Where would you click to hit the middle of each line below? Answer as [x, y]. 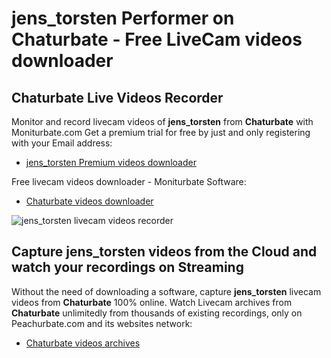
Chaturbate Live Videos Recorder [117, 97]
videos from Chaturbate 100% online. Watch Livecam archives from [152, 302]
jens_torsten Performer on [123, 18]
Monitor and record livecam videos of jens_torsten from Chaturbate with [162, 121]
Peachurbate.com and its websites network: [102, 323]
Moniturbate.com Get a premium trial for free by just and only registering [161, 132]
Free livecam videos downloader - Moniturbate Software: [129, 181]
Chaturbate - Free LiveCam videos [157, 39]
